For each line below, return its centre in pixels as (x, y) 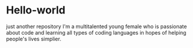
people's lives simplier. (34, 39)
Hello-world (36, 10)
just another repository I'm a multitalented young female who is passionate (96, 26)
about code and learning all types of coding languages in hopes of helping (96, 32)
